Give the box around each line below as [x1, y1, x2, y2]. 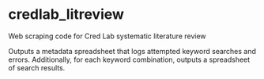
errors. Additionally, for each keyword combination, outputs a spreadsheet [8, 55, 251, 64]
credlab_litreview [8, 5, 125, 23]
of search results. [8, 63, 66, 72]
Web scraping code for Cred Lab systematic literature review [8, 31, 207, 41]
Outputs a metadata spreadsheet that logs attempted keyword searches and [8, 46, 257, 56]
